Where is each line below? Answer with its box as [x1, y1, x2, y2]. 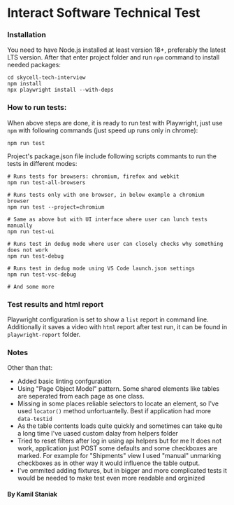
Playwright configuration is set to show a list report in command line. [7, 315, 210, 324]
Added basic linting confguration [17, 377, 112, 386]
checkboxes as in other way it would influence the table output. [17, 459, 200, 467]
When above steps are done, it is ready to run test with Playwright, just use [7, 118, 223, 127]
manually [7, 222, 33, 229]
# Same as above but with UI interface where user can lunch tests [7, 216, 208, 223]
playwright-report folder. [7, 331, 81, 339]
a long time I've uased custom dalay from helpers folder [17, 429, 178, 438]
